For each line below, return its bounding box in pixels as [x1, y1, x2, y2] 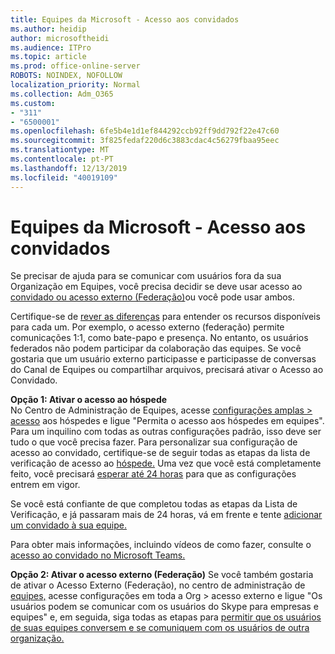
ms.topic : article [10, 52, 87, 62]
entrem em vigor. [10, 479, 81, 491]
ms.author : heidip [10, 24, 87, 34]
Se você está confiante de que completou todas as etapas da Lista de [10, 498, 298, 510]
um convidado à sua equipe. [10, 519, 127, 531]
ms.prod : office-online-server [10, 61, 141, 71]
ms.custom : [10, 98, 56, 108]
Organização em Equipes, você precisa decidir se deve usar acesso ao [10, 281, 303, 293]
